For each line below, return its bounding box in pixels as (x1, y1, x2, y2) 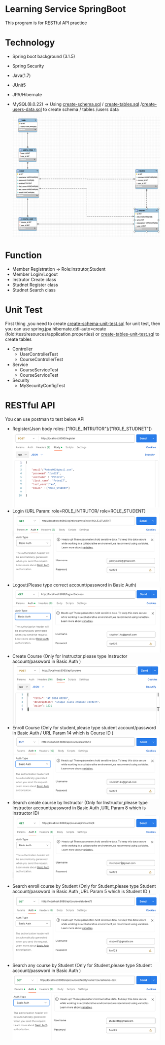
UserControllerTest (19, 351, 58, 357)
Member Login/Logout (12, 271, 58, 277)
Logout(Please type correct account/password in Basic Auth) (12, 582, 137, 588)
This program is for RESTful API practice (5, 20, 87, 26)
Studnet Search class (12, 287, 56, 293)
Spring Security (12, 63, 44, 69)
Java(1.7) (12, 72, 31, 78)
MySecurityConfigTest (19, 382, 66, 388)
